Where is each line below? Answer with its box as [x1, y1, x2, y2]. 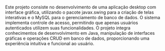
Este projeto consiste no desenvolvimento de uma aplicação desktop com [5, 4, 157, 10]
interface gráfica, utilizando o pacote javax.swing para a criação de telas [5, 9, 154, 15]
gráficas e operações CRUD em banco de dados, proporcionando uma [5, 35, 150, 41]
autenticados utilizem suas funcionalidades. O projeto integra [5, 25, 131, 31]
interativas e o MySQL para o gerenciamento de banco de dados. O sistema [5, 15, 161, 20]
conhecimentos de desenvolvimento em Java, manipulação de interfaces [5, 30, 155, 36]
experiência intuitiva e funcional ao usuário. [5, 41, 94, 46]
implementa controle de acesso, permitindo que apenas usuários [5, 20, 138, 25]
